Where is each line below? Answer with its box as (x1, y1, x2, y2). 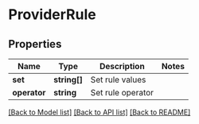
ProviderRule (8, 6, 97, 24)
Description (99, 61, 145, 72)
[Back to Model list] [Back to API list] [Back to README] (8, 107, 191, 117)
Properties (8, 37, 62, 51)
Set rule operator (90, 87, 154, 98)
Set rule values (90, 74, 146, 85)
